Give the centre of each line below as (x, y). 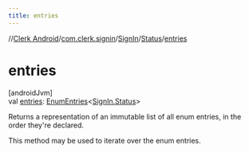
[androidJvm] (31, 92)
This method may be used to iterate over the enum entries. (105, 140)
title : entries (34, 16)
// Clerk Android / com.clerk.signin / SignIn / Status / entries (98, 38)
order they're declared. (46, 125)
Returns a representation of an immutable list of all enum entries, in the (125, 116)
